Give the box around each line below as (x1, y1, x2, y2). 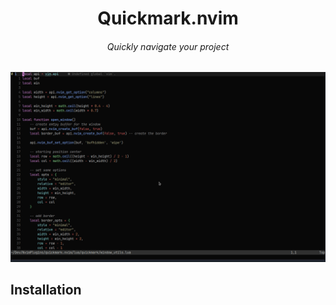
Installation (10, 281, 82, 298)
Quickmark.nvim (97, 7, 239, 30)
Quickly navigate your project (106, 40, 230, 52)
